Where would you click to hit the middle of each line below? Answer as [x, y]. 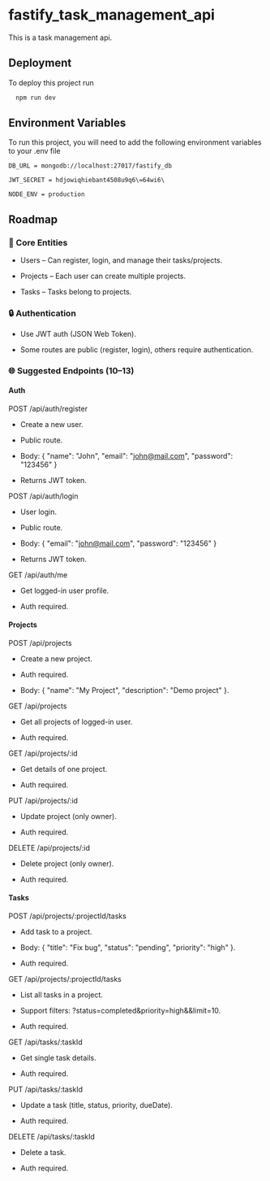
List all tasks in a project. [62, 995]
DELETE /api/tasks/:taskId [52, 1136]
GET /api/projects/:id [43, 753]
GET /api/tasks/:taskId [45, 1042]
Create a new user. [51, 424]
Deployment [40, 63]
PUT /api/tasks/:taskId [46, 1089]
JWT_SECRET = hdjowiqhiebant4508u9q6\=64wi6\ [86, 181]
